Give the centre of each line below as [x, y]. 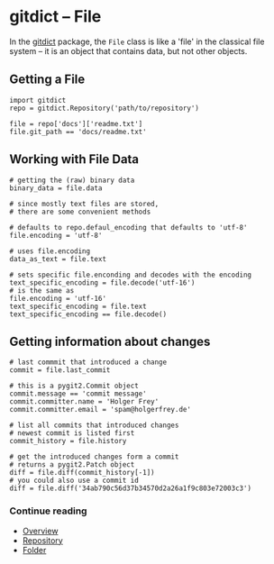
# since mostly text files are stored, [84, 204]
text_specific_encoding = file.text [78, 306]
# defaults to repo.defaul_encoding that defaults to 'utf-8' [128, 227]
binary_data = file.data [56, 188]
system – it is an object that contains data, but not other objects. [128, 50]
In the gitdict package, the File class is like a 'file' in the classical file [137, 41]
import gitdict [38, 100]
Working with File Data [74, 159]
